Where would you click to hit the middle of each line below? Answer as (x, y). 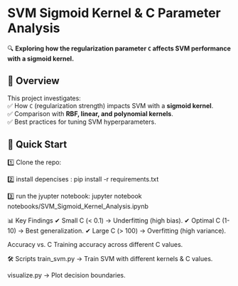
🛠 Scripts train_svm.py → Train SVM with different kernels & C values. (110, 258)
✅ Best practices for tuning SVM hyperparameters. (82, 122)
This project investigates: (44, 98)
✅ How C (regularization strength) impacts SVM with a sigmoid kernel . (110, 105)
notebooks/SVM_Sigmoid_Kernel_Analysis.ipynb (78, 206)
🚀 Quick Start (37, 145)
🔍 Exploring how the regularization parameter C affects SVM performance (119, 48)
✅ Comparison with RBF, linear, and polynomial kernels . (91, 113)
